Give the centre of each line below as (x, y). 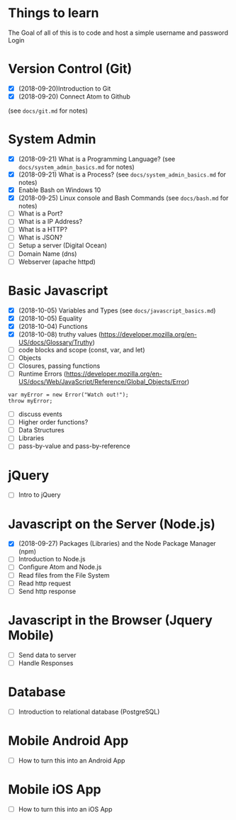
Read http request (45, 583)
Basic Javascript (58, 290)
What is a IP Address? (50, 222)
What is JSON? (40, 237)
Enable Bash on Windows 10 (60, 190)
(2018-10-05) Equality (50, 318)
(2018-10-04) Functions (53, 326)
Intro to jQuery (39, 495)
